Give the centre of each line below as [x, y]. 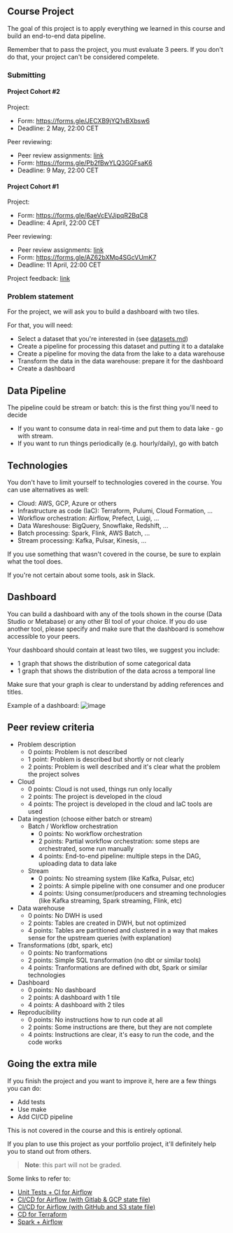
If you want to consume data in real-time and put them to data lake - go [120, 429]
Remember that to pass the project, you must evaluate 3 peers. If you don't [115, 49]
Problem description [47, 744]
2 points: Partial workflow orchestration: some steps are [119, 841]
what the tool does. [35, 562]
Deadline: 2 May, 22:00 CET [58, 128]
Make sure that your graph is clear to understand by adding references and [115, 684]
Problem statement [41, 297]
